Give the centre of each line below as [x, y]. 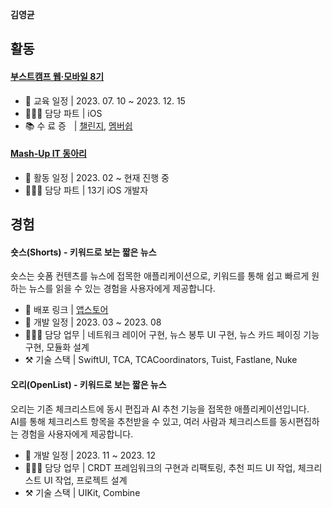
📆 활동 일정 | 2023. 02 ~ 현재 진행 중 [97, 177]
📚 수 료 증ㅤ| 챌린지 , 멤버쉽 [78, 125]
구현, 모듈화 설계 [57, 347]
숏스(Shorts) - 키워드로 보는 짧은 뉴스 [83, 252]
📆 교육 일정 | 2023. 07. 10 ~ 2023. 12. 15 [105, 100]
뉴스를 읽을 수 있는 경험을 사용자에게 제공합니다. [122, 289]
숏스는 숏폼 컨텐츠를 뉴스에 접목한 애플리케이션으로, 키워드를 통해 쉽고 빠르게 [160, 276]
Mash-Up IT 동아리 [48, 154]
